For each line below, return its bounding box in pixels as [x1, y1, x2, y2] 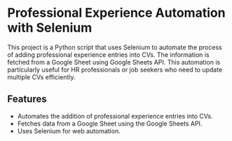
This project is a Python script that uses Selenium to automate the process [7, 43, 222, 51]
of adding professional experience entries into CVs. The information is [7, 51, 210, 59]
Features [7, 93, 47, 105]
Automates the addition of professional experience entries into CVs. [17, 112, 214, 120]
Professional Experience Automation [7, 5, 226, 21]
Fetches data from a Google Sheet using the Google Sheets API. [17, 119, 203, 128]
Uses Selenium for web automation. [17, 126, 121, 135]
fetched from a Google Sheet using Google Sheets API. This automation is [7, 58, 221, 66]
